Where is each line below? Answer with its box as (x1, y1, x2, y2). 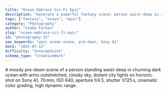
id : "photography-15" (5, 35, 50, 40)
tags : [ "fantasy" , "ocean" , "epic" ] (5, 16, 81, 21)
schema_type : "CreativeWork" (5, 53, 66, 58)
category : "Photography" (5, 21, 57, 26)
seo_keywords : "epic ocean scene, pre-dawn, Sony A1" (5, 40, 119, 45)
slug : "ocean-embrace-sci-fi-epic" (5, 30, 79, 35)
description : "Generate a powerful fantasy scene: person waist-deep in (5, 12, 159, 17)
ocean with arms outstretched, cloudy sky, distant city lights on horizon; (5, 72, 153, 78)
